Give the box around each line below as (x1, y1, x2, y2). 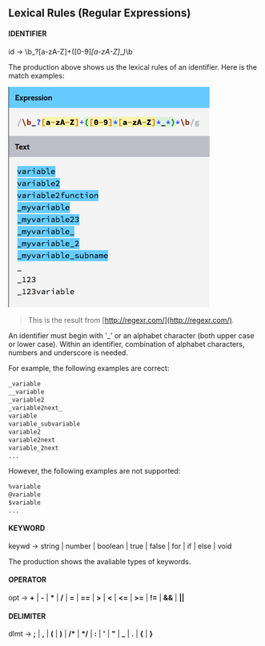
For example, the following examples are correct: (8, 363, 170, 373)
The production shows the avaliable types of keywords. (8, 556, 191, 566)
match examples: (8, 71, 65, 80)
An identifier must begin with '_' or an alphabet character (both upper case (8, 330, 255, 340)
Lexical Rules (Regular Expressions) (8, 6, 191, 20)
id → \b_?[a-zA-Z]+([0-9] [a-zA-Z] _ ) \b (8, 46, 134, 56)
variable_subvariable (8, 420, 81, 428)
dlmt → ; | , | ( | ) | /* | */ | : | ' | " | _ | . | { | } (8, 629, 154, 639)
